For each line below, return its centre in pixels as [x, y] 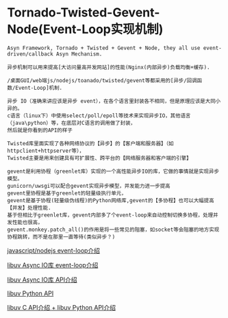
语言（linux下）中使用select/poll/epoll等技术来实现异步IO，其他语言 [100, 115]
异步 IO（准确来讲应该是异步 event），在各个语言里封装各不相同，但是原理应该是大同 [111, 101]
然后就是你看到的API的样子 [40, 130]
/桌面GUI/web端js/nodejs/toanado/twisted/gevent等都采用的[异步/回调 [102, 80]
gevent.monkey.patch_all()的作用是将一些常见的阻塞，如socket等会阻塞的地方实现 [113, 230]
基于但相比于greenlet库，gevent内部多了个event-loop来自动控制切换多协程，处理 [110, 215]
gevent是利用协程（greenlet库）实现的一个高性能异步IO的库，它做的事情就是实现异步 [113, 171]
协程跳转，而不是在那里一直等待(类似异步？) [61, 237]
